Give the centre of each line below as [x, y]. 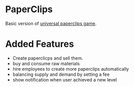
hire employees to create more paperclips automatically [71, 69]
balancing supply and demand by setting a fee [61, 74]
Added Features [40, 44]
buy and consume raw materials [46, 63]
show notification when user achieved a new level [65, 79]
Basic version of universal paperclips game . [51, 23]
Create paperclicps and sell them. [48, 58]
